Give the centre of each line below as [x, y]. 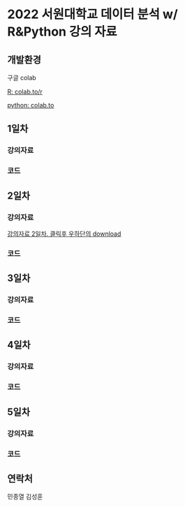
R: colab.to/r [25, 92]
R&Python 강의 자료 [62, 32]
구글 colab [22, 78]
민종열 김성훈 [25, 497]
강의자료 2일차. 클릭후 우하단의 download [64, 234]
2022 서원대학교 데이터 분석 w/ [92, 14]
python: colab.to [31, 105]
